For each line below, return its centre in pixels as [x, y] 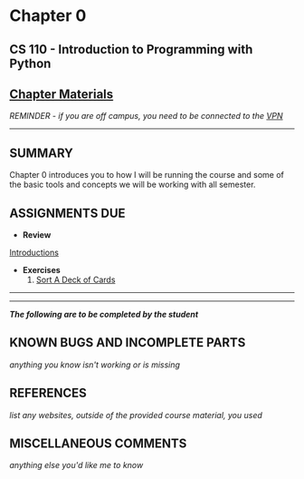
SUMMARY [42, 153]
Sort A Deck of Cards [76, 280]
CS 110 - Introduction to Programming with [131, 49]
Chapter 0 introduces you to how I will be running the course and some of [147, 175]
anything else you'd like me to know [76, 465]
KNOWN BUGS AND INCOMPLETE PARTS [128, 342]
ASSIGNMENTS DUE [67, 213]
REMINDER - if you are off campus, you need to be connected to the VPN [146, 116]
